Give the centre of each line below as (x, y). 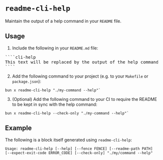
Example (18, 128)
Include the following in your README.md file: (55, 48)
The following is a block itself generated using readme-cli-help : (69, 140)
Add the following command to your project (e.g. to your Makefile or (80, 76)
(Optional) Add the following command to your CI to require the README (84, 99)
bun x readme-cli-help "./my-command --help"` (53, 90)
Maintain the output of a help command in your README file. (63, 21)
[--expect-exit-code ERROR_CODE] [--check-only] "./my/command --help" (79, 153)
